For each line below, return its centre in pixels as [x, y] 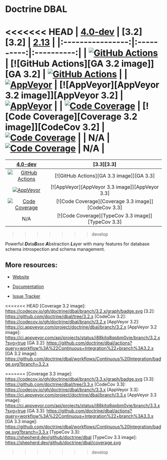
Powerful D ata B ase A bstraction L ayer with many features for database [78, 244]
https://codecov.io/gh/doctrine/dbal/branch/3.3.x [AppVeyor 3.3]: [72, 389]
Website [21, 277]
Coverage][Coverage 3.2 [85, 117]
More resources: [31, 265]
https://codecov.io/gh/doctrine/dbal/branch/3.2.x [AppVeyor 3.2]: [72, 321]
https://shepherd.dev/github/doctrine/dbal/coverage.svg [63, 443]
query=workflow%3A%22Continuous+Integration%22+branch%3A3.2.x [80, 348]
